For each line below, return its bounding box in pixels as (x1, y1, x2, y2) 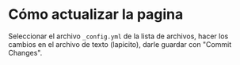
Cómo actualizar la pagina (8, 5, 184, 23)
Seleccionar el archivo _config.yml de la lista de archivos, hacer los (8, 31, 229, 41)
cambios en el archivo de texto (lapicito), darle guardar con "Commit (8, 39, 232, 49)
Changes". (8, 48, 43, 57)
